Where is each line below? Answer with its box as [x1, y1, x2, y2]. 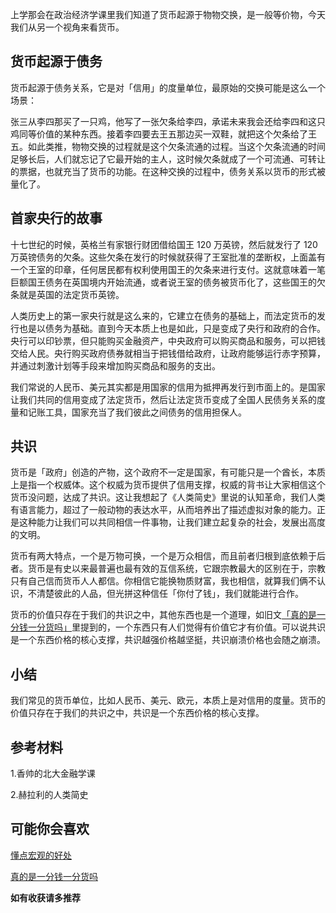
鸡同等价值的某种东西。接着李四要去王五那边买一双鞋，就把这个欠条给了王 [10, 128, 317, 140]
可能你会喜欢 [10, 821, 90, 838]
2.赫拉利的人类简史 [10, 789, 89, 801]
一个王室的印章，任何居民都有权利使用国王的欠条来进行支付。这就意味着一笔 [10, 263, 326, 275]
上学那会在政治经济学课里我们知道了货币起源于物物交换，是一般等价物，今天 [10, 9, 326, 20]
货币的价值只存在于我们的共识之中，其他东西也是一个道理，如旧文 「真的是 [10, 609, 317, 621]
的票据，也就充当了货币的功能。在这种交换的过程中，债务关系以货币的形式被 [10, 165, 326, 177]
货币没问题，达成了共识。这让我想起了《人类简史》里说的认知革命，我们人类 [10, 491, 326, 503]
